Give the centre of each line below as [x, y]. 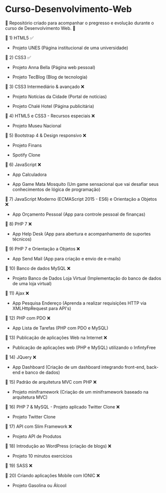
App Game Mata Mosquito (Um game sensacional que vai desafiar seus [85, 184]
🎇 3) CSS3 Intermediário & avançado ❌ [45, 86]
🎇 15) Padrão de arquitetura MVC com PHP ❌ [51, 382]
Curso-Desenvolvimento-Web [69, 9]
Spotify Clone [26, 155]
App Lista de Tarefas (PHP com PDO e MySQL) [60, 328]
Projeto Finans [27, 145]
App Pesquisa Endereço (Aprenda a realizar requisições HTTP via [79, 303]
